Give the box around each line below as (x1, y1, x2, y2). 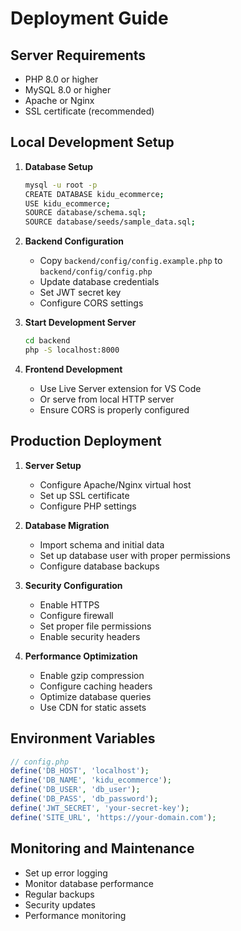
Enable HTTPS (39, 598, 100, 611)
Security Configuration (24, 579, 123, 591)
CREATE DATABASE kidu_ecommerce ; (24, 189, 165, 199)
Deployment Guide (10, 7, 169, 30)
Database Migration (24, 519, 110, 531)
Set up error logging (24, 867, 108, 879)
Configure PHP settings (39, 500, 137, 512)
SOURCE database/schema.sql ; (24, 208, 147, 218)
